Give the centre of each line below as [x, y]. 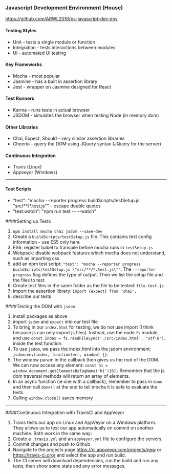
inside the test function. [38, 343]
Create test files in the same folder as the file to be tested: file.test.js [88, 285]
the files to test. [29, 280]
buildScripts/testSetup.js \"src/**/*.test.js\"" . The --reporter [84, 269]
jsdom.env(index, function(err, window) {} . [60, 354]
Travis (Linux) [27, 167]
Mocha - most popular [36, 76]
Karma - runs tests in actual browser [51, 110]
